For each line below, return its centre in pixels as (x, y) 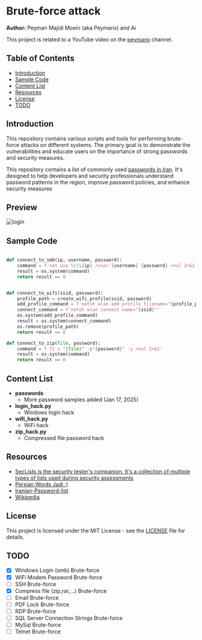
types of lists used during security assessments (74, 478)
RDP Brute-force (35, 611)
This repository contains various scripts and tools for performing (86, 138)
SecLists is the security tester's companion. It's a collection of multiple (103, 471)
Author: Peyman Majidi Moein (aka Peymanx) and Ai (71, 28)
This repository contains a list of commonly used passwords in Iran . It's (95, 169)
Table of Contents (41, 58)
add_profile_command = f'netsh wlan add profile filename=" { (95, 304)
